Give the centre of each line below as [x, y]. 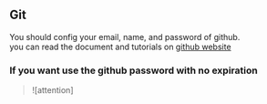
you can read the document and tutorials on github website [120, 47]
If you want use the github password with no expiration [133, 70]
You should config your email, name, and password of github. [125, 36]
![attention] [52, 90]
